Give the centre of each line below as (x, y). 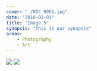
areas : (14, 34)
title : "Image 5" (28, 23)
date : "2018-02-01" (30, 17)
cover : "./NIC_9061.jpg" (37, 12)
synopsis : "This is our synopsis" (49, 28)
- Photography (34, 39)
